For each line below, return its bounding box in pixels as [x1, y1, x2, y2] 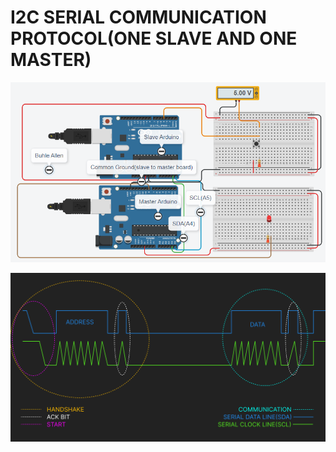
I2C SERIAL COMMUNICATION [10, 6, 267, 29]
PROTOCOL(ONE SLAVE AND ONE [10, 27, 298, 50]
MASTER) [10, 49, 92, 71]
